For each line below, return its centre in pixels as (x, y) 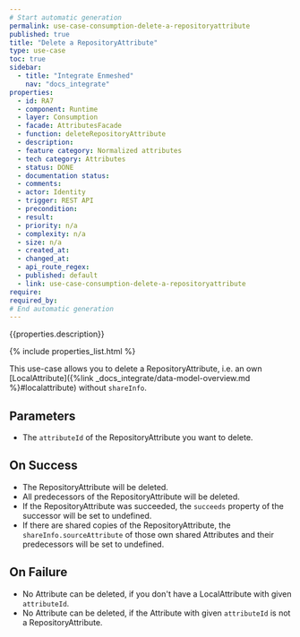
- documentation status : (64, 175)
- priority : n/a (47, 225)
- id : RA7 (35, 101)
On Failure (39, 572)
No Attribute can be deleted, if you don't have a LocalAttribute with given (157, 594)
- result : (35, 217)
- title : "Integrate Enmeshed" (76, 76)
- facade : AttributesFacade (70, 126)
